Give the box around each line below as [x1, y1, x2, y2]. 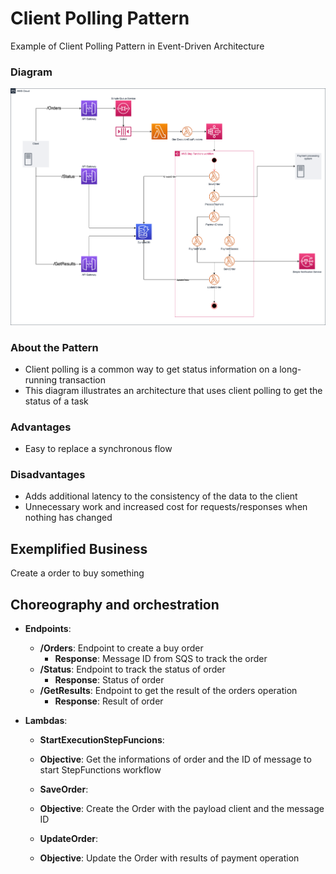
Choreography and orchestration [10, 596, 220, 613]
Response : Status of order [54, 674, 165, 686]
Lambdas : [24, 715, 68, 727]
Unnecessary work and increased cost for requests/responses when [24, 501, 308, 513]
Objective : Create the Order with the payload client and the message [39, 803, 325, 815]
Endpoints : [24, 623, 72, 635]
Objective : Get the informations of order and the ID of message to [39, 753, 312, 766]
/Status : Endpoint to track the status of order [39, 663, 226, 676]
